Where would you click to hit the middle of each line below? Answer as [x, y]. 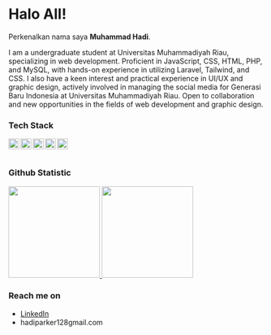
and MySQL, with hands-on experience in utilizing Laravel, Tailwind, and [129, 69]
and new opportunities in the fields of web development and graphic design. [136, 104]
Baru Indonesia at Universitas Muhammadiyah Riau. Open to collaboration [131, 95]
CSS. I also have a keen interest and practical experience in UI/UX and [126, 78]
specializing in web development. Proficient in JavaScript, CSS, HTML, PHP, [135, 61]
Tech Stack [31, 125]
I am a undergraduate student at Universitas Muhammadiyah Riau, [119, 52]
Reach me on [34, 296]
